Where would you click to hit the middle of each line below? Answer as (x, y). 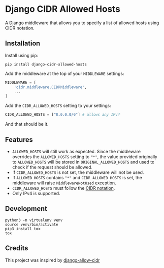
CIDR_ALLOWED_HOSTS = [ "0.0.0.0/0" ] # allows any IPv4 (63, 115)
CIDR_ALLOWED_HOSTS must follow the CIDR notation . (64, 188)
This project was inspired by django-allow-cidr (52, 260)
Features (19, 140)
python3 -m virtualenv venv (34, 220)
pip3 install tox (23, 229)
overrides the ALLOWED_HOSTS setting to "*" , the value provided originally (85, 157)
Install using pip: (22, 55)
